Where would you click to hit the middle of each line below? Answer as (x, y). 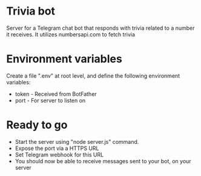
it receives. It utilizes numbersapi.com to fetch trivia (71, 34)
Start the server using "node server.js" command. (77, 141)
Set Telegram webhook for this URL (59, 154)
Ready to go (37, 125)
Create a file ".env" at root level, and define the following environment (93, 76)
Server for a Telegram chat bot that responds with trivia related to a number (100, 28)
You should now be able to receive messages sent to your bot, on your (103, 161)
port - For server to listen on (50, 100)
